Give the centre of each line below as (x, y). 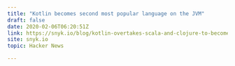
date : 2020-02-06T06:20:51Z (48, 26)
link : (15, 33)
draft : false (26, 20)
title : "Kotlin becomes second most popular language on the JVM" (106, 14)
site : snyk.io (28, 40)
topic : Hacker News (36, 46)
